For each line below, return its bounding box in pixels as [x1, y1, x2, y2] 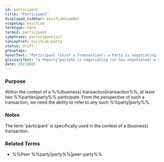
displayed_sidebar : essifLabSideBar [5, 16, 80, 21]
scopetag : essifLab [5, 21, 45, 26]
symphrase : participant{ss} [5, 35, 62, 40]
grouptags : [5, 48, 27, 53]
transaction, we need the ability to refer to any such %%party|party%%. [5, 99, 151, 105]
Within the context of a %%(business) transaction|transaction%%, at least [5, 89, 155, 95]
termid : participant [5, 30, 47, 35]
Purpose [5, 78, 26, 85]
